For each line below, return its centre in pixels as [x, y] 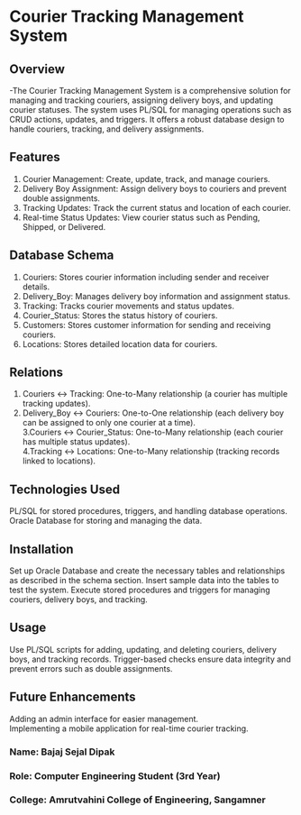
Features [35, 157]
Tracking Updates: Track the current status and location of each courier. [156, 207]
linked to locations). [59, 461]
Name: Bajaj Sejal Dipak [62, 752]
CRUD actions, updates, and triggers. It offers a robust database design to [147, 119]
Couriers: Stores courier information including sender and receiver [146, 277]
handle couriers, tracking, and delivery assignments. [107, 129]
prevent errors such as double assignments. [91, 668]
